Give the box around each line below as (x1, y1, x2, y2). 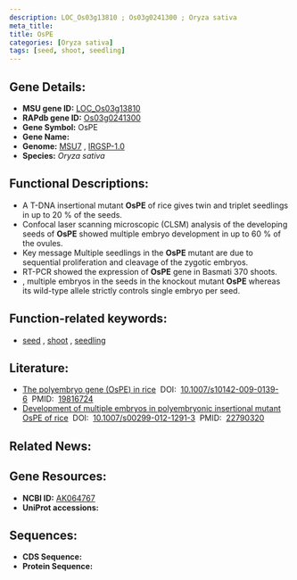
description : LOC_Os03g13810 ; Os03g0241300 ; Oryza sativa (9, 12, 238, 22)
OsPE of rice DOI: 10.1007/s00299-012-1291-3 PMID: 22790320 (21, 412, 265, 424)
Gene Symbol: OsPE (21, 121, 98, 132)
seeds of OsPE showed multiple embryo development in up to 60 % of (21, 228, 282, 239)
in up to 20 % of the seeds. (21, 209, 123, 220)
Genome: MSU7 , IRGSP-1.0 (21, 140, 125, 152)
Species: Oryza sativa (21, 150, 105, 161)
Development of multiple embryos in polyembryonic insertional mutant (21, 403, 281, 414)
